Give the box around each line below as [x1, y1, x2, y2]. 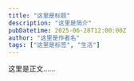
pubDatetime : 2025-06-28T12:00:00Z [8, 26, 127, 34]
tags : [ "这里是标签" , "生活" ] [8, 41, 100, 49]
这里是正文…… [8, 64, 56, 74]
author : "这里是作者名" [8, 33, 80, 42]
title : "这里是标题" [8, 11, 70, 20]
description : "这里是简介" [8, 19, 92, 27]
